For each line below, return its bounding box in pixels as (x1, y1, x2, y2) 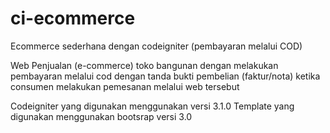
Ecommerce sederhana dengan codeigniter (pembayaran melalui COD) (10, 40, 303, 52)
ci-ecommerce (10, 7, 136, 30)
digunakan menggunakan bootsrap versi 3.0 (10, 110, 193, 122)
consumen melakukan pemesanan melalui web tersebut (10, 80, 240, 92)
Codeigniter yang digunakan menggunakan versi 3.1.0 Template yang (10, 100, 295, 112)
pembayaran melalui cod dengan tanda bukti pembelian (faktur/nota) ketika (10, 70, 321, 82)
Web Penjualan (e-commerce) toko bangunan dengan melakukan (10, 59, 279, 71)
